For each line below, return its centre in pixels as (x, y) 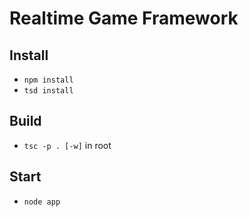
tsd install (48, 91)
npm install (48, 80)
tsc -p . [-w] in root (67, 145)
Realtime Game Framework (124, 18)
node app (42, 202)
